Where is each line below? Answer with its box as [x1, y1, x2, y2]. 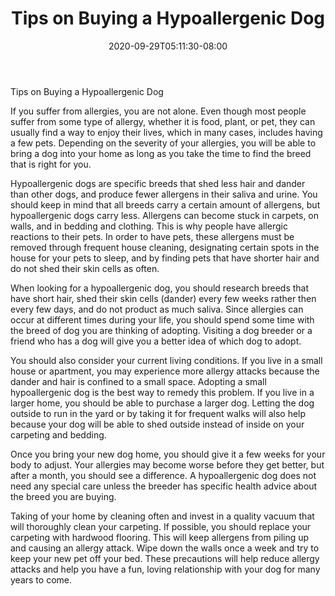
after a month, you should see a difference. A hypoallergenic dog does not [10, 469, 317, 481]
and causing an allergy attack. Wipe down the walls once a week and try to [10, 542, 320, 554]
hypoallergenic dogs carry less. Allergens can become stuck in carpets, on [10, 209, 320, 221]
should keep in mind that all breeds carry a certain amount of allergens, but [10, 198, 321, 211]
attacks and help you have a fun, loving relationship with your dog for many [10, 563, 321, 575]
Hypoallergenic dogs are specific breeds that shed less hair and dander [10, 177, 306, 189]
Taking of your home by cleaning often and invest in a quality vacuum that [10, 510, 315, 522]
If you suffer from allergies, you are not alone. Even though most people [10, 105, 307, 117]
